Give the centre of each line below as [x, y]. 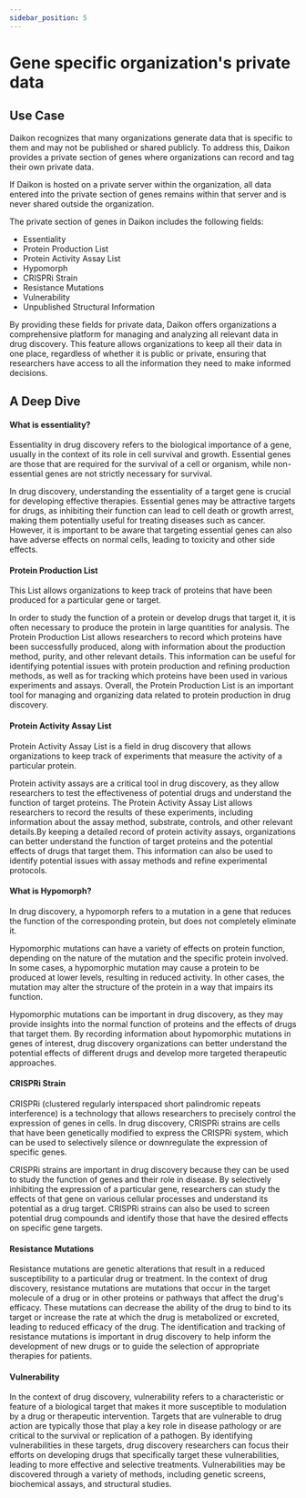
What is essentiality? [50, 424]
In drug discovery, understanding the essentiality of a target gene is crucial [150, 492]
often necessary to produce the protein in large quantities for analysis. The [149, 627]
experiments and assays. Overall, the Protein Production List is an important [152, 686]
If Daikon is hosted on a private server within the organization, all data [140, 184]
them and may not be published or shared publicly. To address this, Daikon [149, 148]
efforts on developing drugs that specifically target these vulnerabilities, [144, 1455]
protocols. [29, 870]
